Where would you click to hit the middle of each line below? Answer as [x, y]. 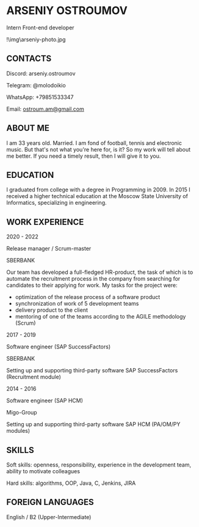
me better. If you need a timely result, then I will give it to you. [84, 156]
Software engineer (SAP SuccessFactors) [59, 347]
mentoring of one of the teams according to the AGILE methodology [100, 317]
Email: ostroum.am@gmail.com [45, 109]
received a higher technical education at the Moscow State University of [97, 196]
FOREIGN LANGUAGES [50, 502]
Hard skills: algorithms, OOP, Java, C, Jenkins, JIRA [71, 483]
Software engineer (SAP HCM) [45, 400]
